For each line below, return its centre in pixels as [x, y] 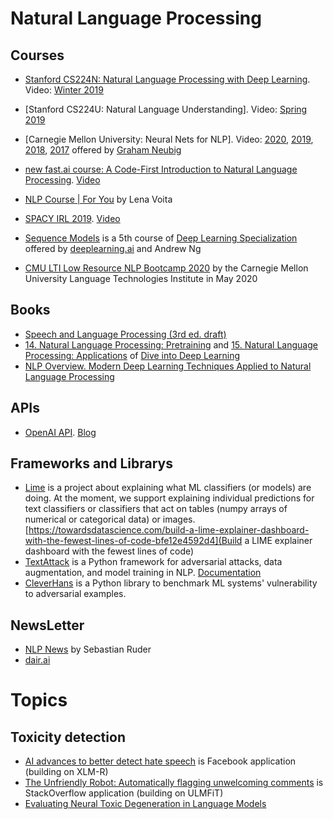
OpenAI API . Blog [60, 432]
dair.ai [37, 660]
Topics [39, 700]
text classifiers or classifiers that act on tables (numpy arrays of [156, 509]
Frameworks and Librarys [92, 463]
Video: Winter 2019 [64, 90]
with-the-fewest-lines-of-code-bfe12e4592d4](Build [133, 541]
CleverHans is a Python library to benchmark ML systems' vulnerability [171, 583]
